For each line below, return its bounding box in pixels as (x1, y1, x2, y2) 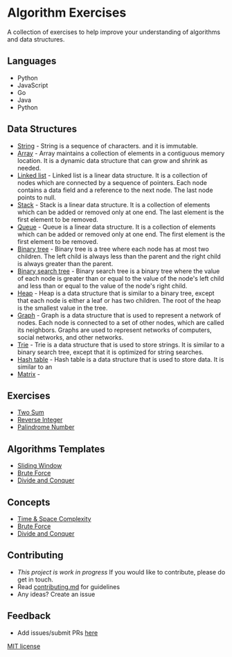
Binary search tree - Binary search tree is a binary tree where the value (17, 267, 220, 275)
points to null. (17, 193, 57, 202)
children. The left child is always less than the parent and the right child (17, 252, 222, 261)
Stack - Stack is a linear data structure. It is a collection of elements (17, 200, 211, 209)
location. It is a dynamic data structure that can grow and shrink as (17, 156, 208, 164)
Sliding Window (17, 462, 62, 470)
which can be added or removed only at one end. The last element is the (17, 208, 224, 216)
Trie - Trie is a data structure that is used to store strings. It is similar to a (17, 340, 225, 349)
